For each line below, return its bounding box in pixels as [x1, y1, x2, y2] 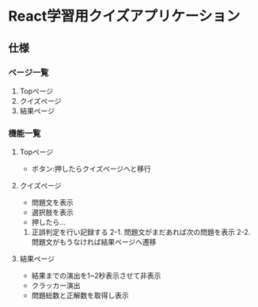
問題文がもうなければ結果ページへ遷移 [31, 237, 157, 247]
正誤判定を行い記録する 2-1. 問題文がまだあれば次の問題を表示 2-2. [31, 227, 251, 237]
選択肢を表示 [31, 207, 74, 218]
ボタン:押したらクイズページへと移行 [31, 164, 152, 174]
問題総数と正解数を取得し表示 [31, 290, 129, 301]
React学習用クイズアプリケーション [8, 7, 241, 25]
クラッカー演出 [31, 281, 81, 290]
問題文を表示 [31, 198, 74, 207]
